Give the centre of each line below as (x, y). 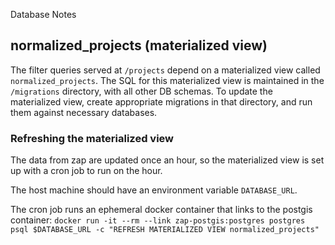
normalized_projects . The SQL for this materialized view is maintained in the (167, 80)
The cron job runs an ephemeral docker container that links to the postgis (161, 210)
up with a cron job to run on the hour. (86, 171)
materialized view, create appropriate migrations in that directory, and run (161, 101)
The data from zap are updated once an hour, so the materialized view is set (167, 160)
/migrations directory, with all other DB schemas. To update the (141, 91)
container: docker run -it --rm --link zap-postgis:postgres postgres (158, 220)
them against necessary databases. (84, 112)
